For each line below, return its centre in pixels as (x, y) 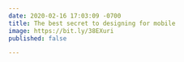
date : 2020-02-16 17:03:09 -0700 (65, 16)
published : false (38, 38)
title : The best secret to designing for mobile (92, 23)
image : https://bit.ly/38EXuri (61, 31)
